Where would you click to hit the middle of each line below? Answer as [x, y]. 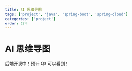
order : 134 [16, 23]
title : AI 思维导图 [23, 10]
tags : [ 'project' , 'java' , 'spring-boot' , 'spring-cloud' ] [66, 14]
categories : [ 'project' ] [30, 19]
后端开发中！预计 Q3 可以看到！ [37, 64]
